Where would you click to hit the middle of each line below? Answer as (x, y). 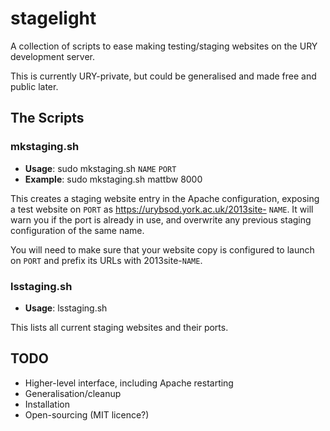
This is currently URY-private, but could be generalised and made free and (163, 76)
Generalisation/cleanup (73, 393)
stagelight (53, 18)
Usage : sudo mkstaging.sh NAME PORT (100, 168)
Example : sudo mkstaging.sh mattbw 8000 (113, 179)
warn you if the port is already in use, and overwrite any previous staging (161, 219)
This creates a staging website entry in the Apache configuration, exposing (165, 198)
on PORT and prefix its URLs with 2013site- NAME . (106, 260)
